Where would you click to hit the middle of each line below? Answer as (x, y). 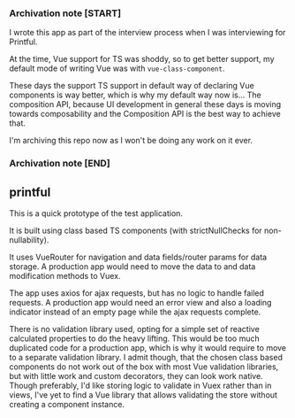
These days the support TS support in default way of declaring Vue (132, 86)
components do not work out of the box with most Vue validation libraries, (144, 367)
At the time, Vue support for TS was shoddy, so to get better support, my (142, 59)
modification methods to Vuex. (65, 276)
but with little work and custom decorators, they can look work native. (136, 376)
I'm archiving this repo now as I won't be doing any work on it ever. (131, 141)
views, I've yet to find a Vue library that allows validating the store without (144, 395)
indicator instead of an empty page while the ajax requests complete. (135, 312)
